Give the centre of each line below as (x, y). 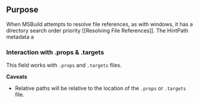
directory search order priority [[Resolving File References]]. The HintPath (97, 30)
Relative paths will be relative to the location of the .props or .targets (100, 88)
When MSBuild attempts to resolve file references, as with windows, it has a (99, 24)
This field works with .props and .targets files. (64, 65)
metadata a (20, 37)
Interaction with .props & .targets (55, 52)
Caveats (17, 77)
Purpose (22, 10)
